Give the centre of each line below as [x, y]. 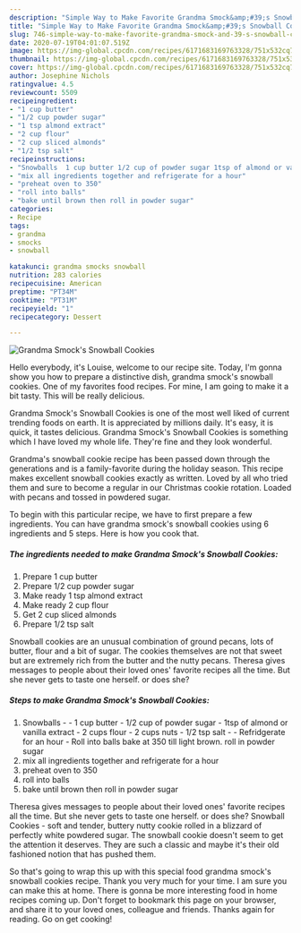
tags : [19, 226]
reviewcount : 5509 [43, 92]
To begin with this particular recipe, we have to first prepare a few [131, 515]
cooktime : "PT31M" [43, 300]
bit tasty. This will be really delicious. [77, 396]
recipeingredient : [43, 101]
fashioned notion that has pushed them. [83, 854]
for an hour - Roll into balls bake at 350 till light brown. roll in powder [148, 742]
